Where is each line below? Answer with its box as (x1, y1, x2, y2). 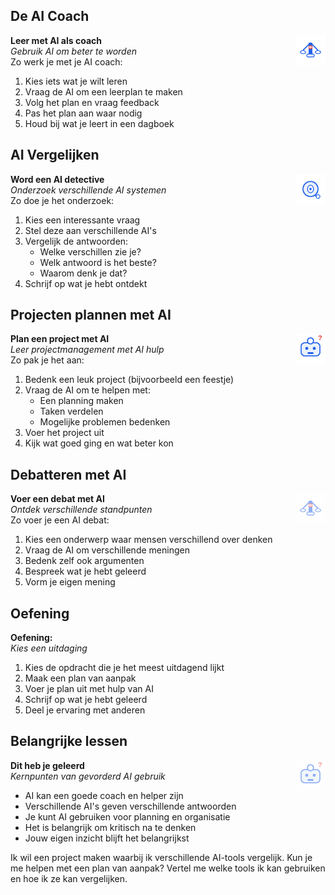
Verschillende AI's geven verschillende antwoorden (24, 800, 237, 812)
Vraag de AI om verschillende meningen (24, 544, 190, 556)
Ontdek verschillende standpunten (10, 504, 153, 516)
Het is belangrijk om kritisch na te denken (24, 821, 197, 833)
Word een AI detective (10, 173, 105, 185)
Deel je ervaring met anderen (24, 704, 146, 716)
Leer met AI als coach (10, 34, 102, 46)
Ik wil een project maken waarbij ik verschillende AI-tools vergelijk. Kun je (10, 851, 313, 863)
